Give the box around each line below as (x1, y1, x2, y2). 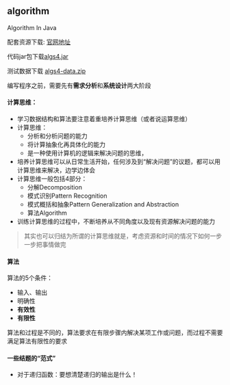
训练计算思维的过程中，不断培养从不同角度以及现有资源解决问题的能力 (16, 217, 216, 226)
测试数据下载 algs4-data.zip (7, 66, 86, 75)
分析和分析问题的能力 (27, 132, 88, 140)
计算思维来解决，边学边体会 (16, 166, 96, 174)
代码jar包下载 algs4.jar (7, 52, 68, 60)
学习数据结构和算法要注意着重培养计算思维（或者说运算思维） (16, 115, 192, 123)
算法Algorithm (27, 209, 67, 217)
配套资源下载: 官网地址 (7, 38, 71, 46)
